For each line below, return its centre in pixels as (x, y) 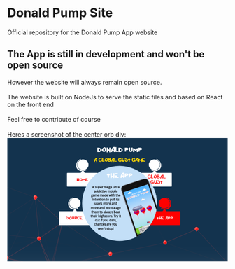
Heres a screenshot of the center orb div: (67, 134)
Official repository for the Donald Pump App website (83, 32)
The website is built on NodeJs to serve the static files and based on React (115, 97)
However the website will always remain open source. (85, 82)
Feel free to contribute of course (54, 119)
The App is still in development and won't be (106, 54)
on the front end (30, 104)
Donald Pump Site (60, 13)
